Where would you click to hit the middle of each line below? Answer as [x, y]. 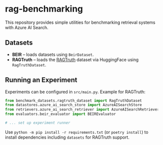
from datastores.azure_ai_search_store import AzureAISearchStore [73, 105]
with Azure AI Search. [27, 27]
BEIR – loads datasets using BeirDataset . [53, 54]
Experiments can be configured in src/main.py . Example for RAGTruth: [75, 92]
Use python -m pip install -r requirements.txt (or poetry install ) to [77, 132]
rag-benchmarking [44, 9]
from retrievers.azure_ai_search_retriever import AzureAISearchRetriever [82, 110]
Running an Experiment [41, 80]
